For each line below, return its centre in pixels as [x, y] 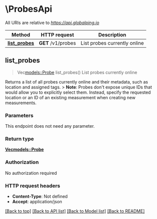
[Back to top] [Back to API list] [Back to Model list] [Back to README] [75, 211]
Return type [20, 138]
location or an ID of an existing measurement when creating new [70, 97]
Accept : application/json [37, 201]
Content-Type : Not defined [40, 196]
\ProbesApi [29, 9]
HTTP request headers [33, 186]
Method [21, 34]
